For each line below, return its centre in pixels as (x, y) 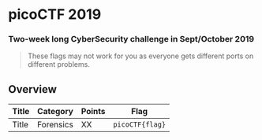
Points (93, 112)
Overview (33, 89)
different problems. (59, 64)
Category (55, 112)
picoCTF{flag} (140, 125)
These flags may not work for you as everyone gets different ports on (140, 56)
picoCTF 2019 (55, 15)
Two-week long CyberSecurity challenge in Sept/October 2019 (131, 39)
